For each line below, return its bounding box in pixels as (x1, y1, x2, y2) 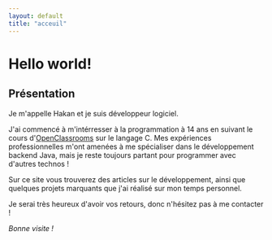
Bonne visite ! (8, 223, 54, 233)
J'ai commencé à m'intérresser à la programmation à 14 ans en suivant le (8, 124, 253, 134)
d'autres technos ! (8, 159, 69, 168)
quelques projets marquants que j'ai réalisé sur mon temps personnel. (8, 183, 242, 193)
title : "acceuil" (8, 20, 67, 28)
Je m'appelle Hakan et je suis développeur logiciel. (8, 108, 179, 118)
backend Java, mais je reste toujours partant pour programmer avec (8, 150, 237, 159)
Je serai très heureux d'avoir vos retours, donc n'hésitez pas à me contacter (8, 199, 264, 208)
